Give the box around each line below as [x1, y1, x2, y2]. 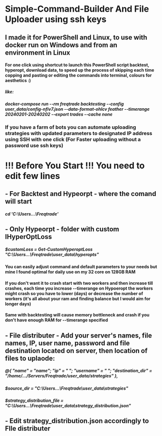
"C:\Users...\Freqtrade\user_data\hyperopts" [5, 251, 99, 257]
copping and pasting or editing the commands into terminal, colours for [5, 72, 152, 79]
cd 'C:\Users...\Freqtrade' [5, 211, 59, 217]
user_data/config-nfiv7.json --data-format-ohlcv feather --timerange [5, 106, 150, 112]
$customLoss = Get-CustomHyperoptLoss [5, 246, 93, 252]
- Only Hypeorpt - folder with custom [5, 225, 119, 234]
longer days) [5, 301, 32, 307]
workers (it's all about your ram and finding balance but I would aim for [5, 296, 151, 301]
